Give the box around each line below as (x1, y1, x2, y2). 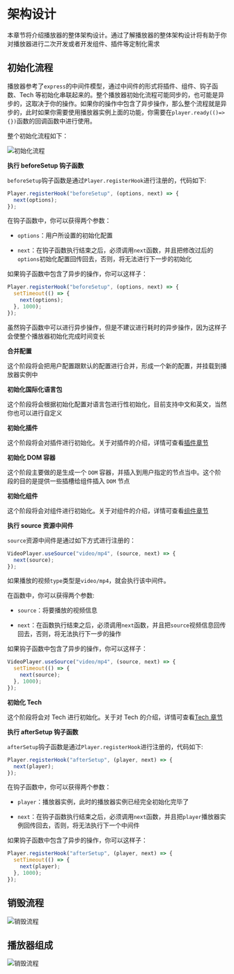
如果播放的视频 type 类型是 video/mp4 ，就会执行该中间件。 (7, 577, 171, 585)
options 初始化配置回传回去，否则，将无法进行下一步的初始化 (17, 255, 192, 263)
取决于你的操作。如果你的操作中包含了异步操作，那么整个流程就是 (31, 99, 221, 108)
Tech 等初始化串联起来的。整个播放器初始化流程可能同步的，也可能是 (19, 90, 219, 98)
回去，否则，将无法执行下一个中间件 (36, 821, 140, 829)
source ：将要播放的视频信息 (17, 606, 97, 614)
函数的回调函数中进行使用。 (16, 117, 96, 125)
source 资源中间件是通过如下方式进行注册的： (7, 536, 136, 545)
